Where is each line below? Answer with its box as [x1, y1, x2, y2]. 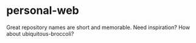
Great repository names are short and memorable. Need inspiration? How [6, 24, 191, 31]
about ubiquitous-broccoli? [6, 30, 74, 37]
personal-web [6, 4, 79, 18]
